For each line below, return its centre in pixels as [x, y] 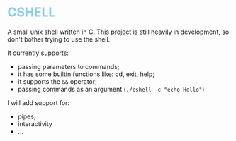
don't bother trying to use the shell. [59, 39]
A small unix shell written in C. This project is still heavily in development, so [118, 32]
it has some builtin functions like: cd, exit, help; [86, 74]
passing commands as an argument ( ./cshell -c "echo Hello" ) [111, 89]
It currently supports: [38, 53]
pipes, [27, 116]
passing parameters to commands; [68, 66]
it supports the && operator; [57, 81]
